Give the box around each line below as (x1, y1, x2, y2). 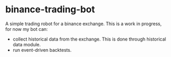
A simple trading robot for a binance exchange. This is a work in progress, (5, 21, 162, 27)
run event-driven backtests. (12, 47, 72, 53)
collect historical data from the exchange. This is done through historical (12, 36, 166, 42)
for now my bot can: (5, 26, 48, 32)
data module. (12, 41, 41, 47)
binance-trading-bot (5, 4, 95, 15)
